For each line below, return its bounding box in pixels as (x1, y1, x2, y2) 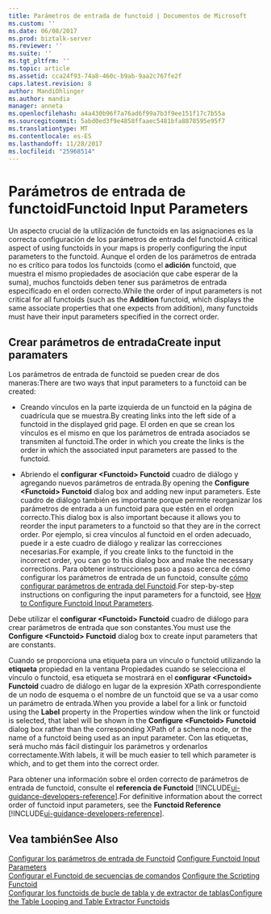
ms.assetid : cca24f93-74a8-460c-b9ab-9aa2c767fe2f (8, 72, 182, 80)
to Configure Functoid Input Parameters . (19, 599, 155, 608)
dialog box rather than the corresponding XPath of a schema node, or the (8, 725, 252, 734)
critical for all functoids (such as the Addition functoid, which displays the (8, 294, 254, 304)
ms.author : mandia (8, 95, 70, 103)
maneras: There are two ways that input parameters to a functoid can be (8, 378, 248, 388)
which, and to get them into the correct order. (8, 759, 160, 768)
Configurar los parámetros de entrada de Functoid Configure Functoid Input (8, 853, 261, 863)
